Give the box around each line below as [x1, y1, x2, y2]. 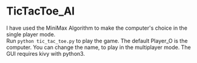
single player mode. [6, 30, 56, 38]
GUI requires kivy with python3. [6, 50, 85, 57]
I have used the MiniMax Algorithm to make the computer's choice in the [6, 24, 188, 31]
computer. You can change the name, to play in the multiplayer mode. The [6, 44, 191, 51]
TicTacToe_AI [6, 4, 75, 18]
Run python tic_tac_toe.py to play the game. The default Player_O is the [6, 37, 188, 44]
